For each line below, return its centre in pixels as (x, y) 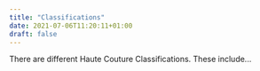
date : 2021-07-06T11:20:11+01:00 (71, 26)
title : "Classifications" (57, 17)
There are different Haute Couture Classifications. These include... (130, 59)
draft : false (33, 34)
